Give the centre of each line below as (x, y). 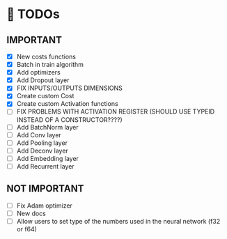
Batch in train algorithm (50, 65)
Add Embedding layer (48, 158)
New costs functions (46, 56)
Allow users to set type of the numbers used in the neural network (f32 (118, 221)
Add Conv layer (39, 134)
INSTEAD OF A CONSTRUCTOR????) (69, 119)
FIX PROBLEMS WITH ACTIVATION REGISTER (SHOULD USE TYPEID (116, 111)
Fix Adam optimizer (44, 206)
